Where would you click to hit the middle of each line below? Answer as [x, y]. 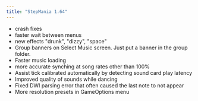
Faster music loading [40, 60]
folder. [23, 53]
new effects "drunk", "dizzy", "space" [61, 41]
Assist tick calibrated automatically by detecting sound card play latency [103, 72]
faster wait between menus [48, 35]
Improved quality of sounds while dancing [66, 79]
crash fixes [28, 29]
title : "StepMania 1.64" [37, 12]
